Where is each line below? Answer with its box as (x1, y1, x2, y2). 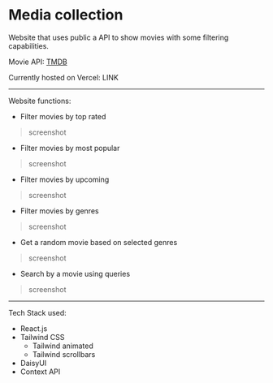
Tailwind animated (32, 341, 93, 351)
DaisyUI (19, 358, 47, 368)
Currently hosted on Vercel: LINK (8, 72, 119, 82)
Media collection (8, 6, 123, 24)
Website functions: (8, 96, 71, 105)
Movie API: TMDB (8, 57, 67, 67)
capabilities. (8, 41, 49, 50)
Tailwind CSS (19, 332, 65, 342)
